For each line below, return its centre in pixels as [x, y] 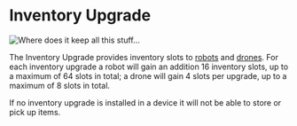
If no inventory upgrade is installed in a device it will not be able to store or [145, 102]
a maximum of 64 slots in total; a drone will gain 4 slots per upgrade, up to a [148, 75]
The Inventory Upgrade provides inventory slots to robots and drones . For [144, 57]
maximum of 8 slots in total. [60, 85]
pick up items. [35, 112]
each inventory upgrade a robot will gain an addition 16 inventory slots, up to [149, 67]
